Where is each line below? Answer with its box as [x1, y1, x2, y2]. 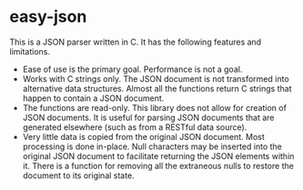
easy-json [9, 6, 87, 27]
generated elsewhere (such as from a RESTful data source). [22, 121, 247, 133]
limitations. [9, 45, 51, 56]
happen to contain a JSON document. [22, 93, 165, 104]
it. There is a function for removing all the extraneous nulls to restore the [22, 160, 294, 171]
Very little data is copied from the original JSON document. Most [22, 131, 266, 142]
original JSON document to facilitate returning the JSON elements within [22, 150, 295, 161]
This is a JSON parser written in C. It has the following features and [9, 36, 262, 47]
